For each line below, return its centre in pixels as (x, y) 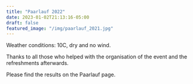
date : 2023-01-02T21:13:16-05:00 (48, 17)
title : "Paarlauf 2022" (36, 12)
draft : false (22, 23)
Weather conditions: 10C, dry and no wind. (59, 45)
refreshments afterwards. (37, 63)
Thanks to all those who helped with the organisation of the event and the (97, 57)
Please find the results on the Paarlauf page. (61, 74)
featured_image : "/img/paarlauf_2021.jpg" (60, 28)
